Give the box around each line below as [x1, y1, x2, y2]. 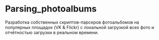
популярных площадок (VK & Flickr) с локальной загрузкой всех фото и [5, 24, 155, 30]
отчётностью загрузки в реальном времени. [5, 29, 99, 35]
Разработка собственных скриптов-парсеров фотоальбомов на [5, 19, 139, 25]
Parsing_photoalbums [5, 3, 97, 14]
